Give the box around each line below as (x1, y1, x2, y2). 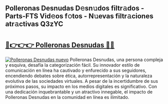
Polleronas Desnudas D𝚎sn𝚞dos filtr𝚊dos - (5, 4, 145, 13)
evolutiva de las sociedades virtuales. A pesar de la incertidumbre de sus (5, 78, 158, 84)
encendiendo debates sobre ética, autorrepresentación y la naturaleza (5, 73, 152, 79)
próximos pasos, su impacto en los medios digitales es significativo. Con (5, 83, 157, 89)
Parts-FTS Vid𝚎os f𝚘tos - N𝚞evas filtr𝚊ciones (5, 12, 154, 21)
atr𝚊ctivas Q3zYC (5, 20, 63, 28)
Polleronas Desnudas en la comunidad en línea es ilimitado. (5, 94, 129, 100)
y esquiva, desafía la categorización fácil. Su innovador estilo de (5, 62, 140, 68)
